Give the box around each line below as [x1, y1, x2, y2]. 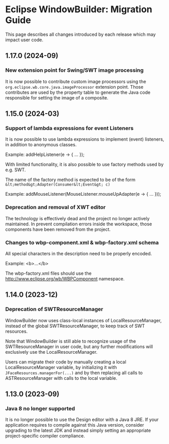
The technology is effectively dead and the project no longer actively [5, 215, 150, 221]
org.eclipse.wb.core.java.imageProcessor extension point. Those [5, 84, 144, 90]
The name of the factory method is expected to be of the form [5, 177, 136, 183]
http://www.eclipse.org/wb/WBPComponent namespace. [5, 275, 125, 281]
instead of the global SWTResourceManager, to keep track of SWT [5, 323, 145, 329]
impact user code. [5, 37, 43, 43]
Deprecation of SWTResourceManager [5, 306, 103, 313]
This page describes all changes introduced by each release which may [5, 31, 156, 37]
